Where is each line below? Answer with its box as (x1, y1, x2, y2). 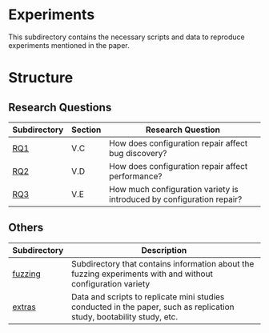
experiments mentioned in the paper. (8, 40, 130, 50)
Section (70, 124, 102, 135)
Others (8, 221, 44, 235)
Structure (8, 69, 74, 87)
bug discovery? (109, 147, 167, 158)
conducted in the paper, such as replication (70, 301, 235, 312)
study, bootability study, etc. (70, 311, 179, 322)
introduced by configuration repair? (109, 194, 243, 205)
